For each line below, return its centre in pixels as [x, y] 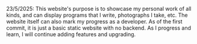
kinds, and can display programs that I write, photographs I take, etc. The [97, 15]
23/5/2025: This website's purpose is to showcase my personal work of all [99, 9]
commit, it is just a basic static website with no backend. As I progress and [99, 28]
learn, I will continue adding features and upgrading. [71, 34]
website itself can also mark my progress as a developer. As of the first [94, 21]
